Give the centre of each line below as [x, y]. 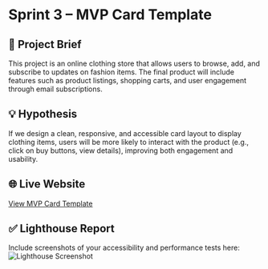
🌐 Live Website [47, 185]
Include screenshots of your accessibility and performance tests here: [124, 248]
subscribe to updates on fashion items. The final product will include [122, 72]
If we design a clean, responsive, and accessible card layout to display [125, 133]
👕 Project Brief [45, 44]
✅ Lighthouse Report [61, 229]
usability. [23, 159]
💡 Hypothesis [43, 114]
